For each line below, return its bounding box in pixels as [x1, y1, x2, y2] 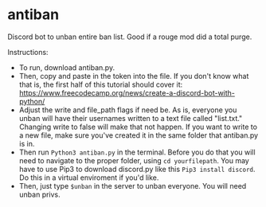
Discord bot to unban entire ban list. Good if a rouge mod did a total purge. [7, 32, 252, 41]
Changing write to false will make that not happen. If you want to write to [18, 122, 258, 131]
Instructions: [7, 47, 49, 57]
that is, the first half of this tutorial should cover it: [18, 80, 183, 89]
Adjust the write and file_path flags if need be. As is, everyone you [18, 105, 237, 115]
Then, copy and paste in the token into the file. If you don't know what [18, 71, 249, 80]
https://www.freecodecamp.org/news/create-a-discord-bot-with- [18, 88, 236, 97]
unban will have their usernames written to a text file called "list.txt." [18, 113, 243, 123]
